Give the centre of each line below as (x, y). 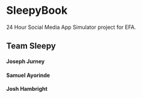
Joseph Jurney (26, 61)
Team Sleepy (31, 46)
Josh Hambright (27, 89)
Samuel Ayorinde (28, 75)
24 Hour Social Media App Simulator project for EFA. (71, 27)
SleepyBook (37, 11)
